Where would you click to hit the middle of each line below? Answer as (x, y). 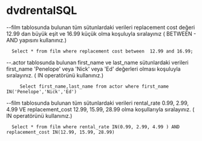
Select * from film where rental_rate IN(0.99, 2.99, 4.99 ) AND (96, 127)
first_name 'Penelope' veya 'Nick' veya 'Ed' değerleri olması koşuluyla (93, 69)
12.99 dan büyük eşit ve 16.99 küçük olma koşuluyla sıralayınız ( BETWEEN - (101, 33)
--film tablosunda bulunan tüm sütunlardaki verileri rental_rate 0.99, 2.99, (98, 103)
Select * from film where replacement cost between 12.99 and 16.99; (103, 51)
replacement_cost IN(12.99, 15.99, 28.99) (60, 132)
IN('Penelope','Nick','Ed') (42, 91)
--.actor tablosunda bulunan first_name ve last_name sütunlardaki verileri (97, 62)
